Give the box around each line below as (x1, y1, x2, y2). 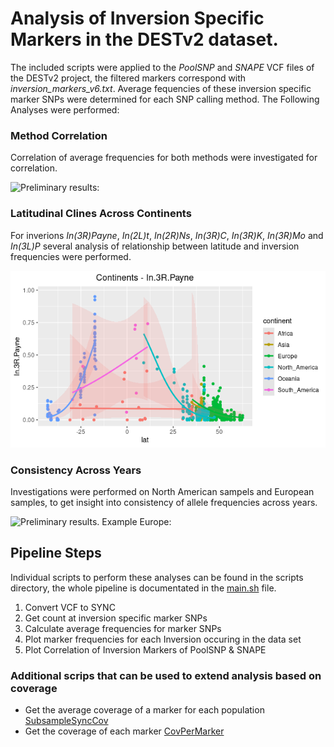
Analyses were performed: (10, 103, 120, 116)
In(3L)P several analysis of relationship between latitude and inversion (10, 240, 300, 252)
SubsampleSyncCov (24, 714, 109, 726)
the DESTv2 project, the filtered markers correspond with (10, 72, 247, 84)
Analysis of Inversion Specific (10, 7, 265, 30)
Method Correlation (10, 128, 108, 142)
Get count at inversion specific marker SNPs (24, 612, 208, 624)
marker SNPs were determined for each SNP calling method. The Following (10, 93, 320, 105)
